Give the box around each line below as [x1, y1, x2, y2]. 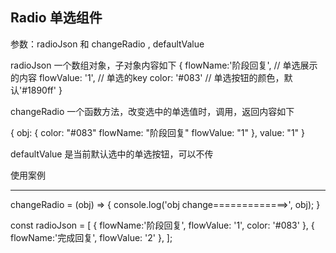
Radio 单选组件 [10, 9, 103, 27]
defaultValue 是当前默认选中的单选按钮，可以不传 [10, 148, 214, 160]
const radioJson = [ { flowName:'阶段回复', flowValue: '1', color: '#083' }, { [10, 219, 315, 231]
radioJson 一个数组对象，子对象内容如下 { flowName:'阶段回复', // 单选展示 [10, 59, 318, 71]
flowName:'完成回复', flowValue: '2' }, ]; [10, 231, 173, 243]
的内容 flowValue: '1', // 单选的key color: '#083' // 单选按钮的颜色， [10, 71, 285, 83]
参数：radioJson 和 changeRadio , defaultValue [10, 38, 205, 50]
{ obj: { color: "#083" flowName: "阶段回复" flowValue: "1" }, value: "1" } [10, 126, 306, 138]
